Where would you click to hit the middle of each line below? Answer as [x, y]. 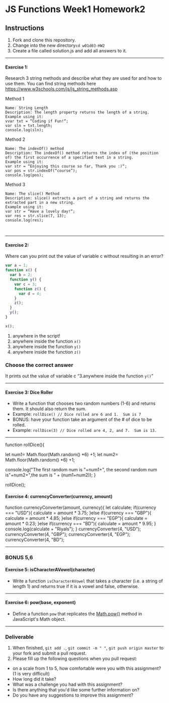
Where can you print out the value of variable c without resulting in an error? [84, 256]
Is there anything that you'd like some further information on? [76, 690]
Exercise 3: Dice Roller [29, 392]
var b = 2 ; [21, 275]
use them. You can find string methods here [51, 84]
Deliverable [20, 637]
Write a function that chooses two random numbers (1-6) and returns [84, 403]
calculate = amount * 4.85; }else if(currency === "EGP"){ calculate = [76, 518]
